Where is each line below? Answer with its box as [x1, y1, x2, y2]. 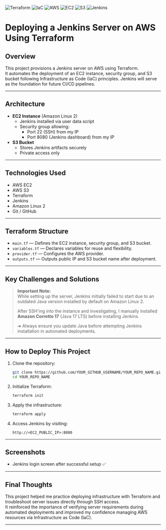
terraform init [12, 393, 44, 398]
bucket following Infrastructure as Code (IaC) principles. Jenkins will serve [5, 76, 157, 82]
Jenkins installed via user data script [19, 118, 95, 124]
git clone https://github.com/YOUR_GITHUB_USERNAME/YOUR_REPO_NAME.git [12, 370, 163, 375]
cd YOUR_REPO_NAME [12, 374, 50, 379]
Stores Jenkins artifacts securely [19, 144, 87, 150]
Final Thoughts [5, 480, 53, 489]
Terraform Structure [5, 227, 69, 236]
